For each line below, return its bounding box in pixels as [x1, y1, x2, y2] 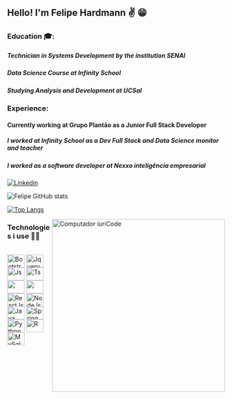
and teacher [7, 144, 43, 152]
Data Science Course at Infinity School [7, 69, 122, 77]
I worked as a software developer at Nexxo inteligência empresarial [7, 161, 206, 169]
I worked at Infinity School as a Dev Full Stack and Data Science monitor [7, 137, 220, 145]
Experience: [7, 104, 49, 113]
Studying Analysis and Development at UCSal [7, 86, 142, 95]
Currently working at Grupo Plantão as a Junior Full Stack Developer [7, 121, 207, 129]
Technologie [7, 222, 50, 232]
